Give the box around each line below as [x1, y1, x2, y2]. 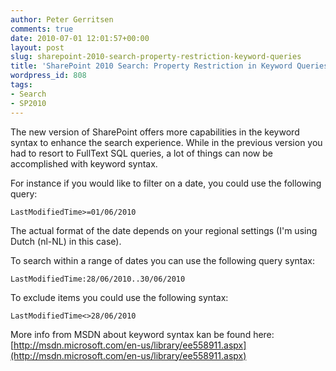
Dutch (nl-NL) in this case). [10, 235, 122, 247]
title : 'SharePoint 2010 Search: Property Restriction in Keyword [10, 61, 293, 71]
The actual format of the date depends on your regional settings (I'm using [10, 224, 318, 236]
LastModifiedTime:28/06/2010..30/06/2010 [10, 274, 186, 284]
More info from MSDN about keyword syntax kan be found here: [10, 328, 275, 340]
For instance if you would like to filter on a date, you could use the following [10, 177, 322, 189]
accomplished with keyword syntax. [10, 157, 158, 170]
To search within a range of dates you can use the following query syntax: [10, 254, 316, 266]
